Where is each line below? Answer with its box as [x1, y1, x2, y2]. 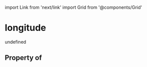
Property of [5, 53, 42, 62]
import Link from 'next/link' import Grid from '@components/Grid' [5, 5, 142, 10]
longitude [5, 22, 46, 33]
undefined [5, 39, 26, 45]
